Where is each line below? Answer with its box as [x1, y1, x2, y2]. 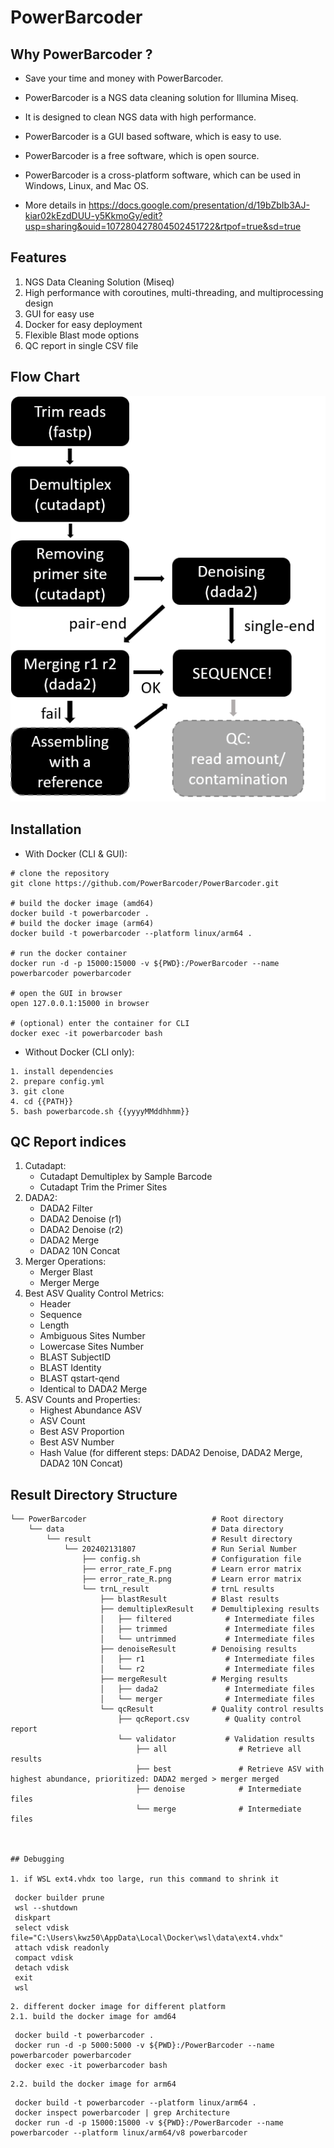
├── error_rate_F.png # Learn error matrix [81, 1564, 302, 1575]
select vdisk [14, 1923, 70, 1933]
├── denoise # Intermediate [135, 1784, 302, 1795]
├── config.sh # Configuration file [81, 1554, 302, 1565]
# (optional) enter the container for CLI [10, 1018, 190, 1028]
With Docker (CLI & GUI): [24, 847, 128, 860]
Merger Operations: [24, 1256, 107, 1268]
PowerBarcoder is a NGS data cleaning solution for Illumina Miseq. [24, 92, 299, 103]
